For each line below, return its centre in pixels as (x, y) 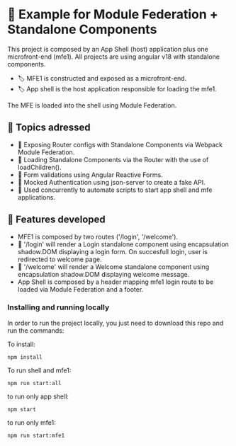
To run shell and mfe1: (39, 370)
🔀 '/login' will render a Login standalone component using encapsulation (123, 244)
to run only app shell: (38, 396)
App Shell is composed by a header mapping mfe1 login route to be (116, 282)
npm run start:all (34, 383)
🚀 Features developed (57, 220)
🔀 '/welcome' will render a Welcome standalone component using (113, 267)
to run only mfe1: (32, 422)
